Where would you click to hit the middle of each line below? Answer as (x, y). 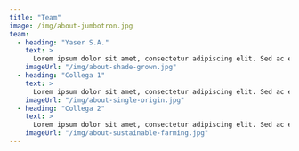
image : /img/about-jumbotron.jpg (71, 26)
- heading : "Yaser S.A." (63, 42)
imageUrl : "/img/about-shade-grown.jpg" (101, 68)
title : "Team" (36, 17)
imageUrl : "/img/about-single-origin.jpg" (105, 100)
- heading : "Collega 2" (61, 108)
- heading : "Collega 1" (61, 75)
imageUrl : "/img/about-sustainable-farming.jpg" (117, 133)
